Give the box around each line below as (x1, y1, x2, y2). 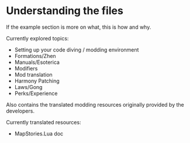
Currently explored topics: (6, 35, 69, 42)
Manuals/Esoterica (14, 59, 60, 66)
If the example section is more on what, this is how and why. (6, 23, 151, 30)
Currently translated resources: (6, 118, 81, 125)
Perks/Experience (14, 90, 58, 97)
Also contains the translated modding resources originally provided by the (6, 101, 184, 108)
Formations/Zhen (14, 52, 57, 59)
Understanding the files (6, 4, 124, 18)
